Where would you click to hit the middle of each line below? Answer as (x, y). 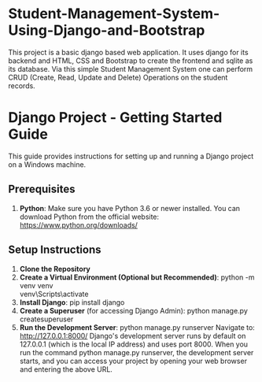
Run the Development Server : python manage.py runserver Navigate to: (137, 327)
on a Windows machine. (47, 164)
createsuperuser (46, 319)
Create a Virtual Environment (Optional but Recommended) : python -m (137, 277)
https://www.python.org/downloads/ (78, 224)
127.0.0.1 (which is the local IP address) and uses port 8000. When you (134, 344)
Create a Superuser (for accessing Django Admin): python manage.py (133, 310)
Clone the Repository (55, 269)
